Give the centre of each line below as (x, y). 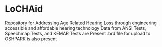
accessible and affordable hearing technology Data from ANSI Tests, (76, 28)
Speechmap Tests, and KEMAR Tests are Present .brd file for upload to (78, 33)
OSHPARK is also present (31, 39)
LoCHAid (24, 9)
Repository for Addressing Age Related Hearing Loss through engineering (81, 23)
